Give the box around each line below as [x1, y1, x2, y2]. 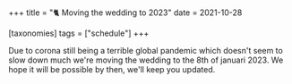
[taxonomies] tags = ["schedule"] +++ [8, 28, 150, 38]
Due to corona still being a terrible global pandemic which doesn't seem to [8, 46, 283, 55]
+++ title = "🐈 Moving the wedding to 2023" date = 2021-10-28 [8, 7, 243, 18]
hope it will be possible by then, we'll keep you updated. [8, 64, 216, 74]
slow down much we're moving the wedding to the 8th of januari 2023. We [8, 55, 284, 65]
